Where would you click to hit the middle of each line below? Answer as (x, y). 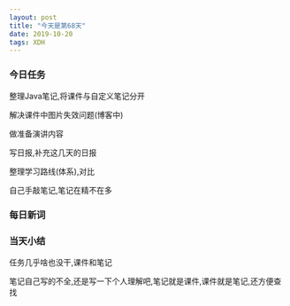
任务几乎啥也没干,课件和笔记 (61, 262)
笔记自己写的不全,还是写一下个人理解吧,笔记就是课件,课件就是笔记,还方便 (141, 281)
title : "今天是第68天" (48, 26)
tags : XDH (27, 42)
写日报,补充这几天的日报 (53, 153)
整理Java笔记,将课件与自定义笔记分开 (77, 96)
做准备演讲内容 (36, 133)
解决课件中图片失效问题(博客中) (66, 114)
